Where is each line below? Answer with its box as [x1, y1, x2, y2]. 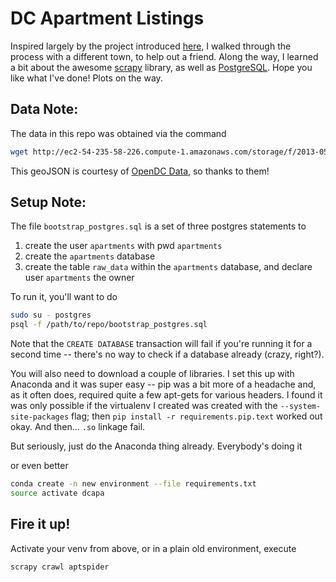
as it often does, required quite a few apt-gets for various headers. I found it [10, 389, 323, 401]
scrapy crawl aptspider [10, 562, 110, 572]
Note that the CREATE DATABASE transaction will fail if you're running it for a [10, 338, 313, 350]
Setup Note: [10, 194, 87, 211]
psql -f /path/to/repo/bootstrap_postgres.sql [10, 320, 208, 330]
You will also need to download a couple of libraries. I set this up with [10, 368, 295, 380]
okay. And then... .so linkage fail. [10, 421, 146, 433]
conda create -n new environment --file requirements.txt [10, 479, 257, 489]
